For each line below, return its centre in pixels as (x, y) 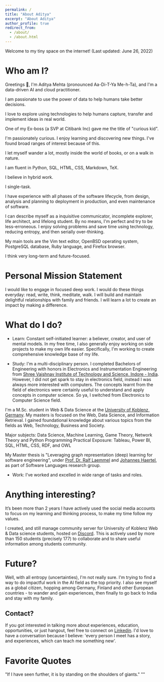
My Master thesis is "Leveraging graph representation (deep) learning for (79, 455)
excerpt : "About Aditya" (30, 19)
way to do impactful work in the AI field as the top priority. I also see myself (81, 582)
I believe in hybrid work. (29, 177)
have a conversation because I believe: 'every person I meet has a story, (78, 636)
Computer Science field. (36, 400)
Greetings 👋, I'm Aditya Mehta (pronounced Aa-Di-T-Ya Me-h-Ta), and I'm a (81, 84)
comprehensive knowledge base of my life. (56, 354)
